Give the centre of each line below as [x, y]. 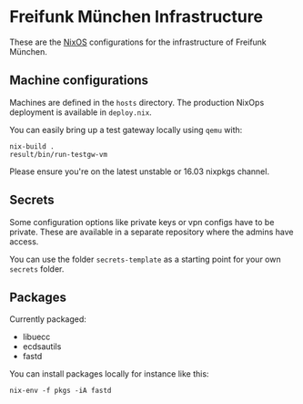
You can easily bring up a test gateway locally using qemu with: [126, 129]
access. [24, 241]
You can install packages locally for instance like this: [109, 374]
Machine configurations [79, 81]
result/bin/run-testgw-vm [58, 154]
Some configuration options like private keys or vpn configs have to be [142, 222]
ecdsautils [42, 347]
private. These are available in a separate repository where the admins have [151, 232]
